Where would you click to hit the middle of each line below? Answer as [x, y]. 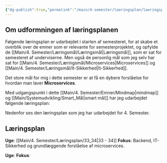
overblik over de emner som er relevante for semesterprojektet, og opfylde [82, 47]
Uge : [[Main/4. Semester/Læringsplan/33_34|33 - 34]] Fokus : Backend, [79, 141]
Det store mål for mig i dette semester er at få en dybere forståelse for [77, 78]
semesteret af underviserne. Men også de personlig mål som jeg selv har [80, 58]
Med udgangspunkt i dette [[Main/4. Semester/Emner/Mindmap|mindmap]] [82, 93]
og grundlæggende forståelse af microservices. [76, 146]
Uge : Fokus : [18, 156]
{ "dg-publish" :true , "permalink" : [40, 10]
